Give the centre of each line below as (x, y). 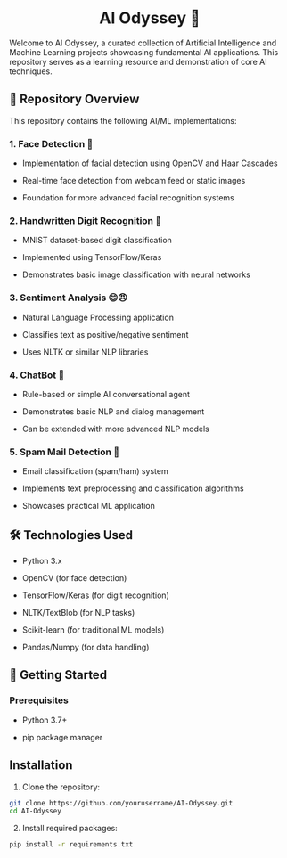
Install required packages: (70, 829)
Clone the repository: (61, 787)
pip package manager (62, 737)
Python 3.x (42, 561)
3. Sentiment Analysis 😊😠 (68, 298)
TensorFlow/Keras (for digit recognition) (95, 595)
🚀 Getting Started (58, 675)
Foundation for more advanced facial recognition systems (128, 198)
